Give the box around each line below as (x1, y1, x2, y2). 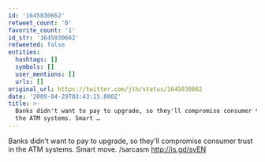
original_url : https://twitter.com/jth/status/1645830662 (8, 85, 203, 93)
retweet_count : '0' (8, 19, 73, 27)
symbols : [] (15, 63, 55, 71)
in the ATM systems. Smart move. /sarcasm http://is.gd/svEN (8, 144, 207, 154)
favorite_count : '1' (8, 26, 77, 34)
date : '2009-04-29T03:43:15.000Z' (8, 92, 122, 100)
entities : (8, 48, 41, 56)
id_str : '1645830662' (8, 33, 80, 42)
